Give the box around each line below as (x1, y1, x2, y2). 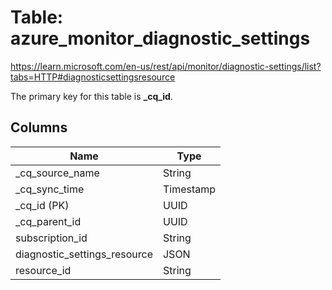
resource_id (15, 263, 72, 277)
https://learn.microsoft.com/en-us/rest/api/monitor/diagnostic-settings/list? (10, 60, 322, 72)
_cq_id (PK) (15, 198, 70, 212)
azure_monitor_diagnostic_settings (10, 27, 311, 50)
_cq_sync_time (15, 182, 85, 196)
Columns (10, 119, 68, 136)
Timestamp (162, 182, 217, 196)
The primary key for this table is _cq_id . (10, 90, 173, 102)
